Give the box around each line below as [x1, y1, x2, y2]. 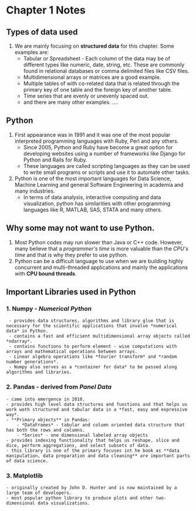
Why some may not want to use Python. [6, 223, 155, 233]
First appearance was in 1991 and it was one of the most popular [14, 131, 171, 138]
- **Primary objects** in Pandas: [6, 416, 91, 423]
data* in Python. [6, 328, 49, 334]
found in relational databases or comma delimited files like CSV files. [23, 68, 190, 74]
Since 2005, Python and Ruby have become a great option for [23, 143, 173, 150]
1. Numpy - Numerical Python [6, 304, 92, 312]
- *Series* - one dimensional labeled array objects [16, 432, 148, 438]
